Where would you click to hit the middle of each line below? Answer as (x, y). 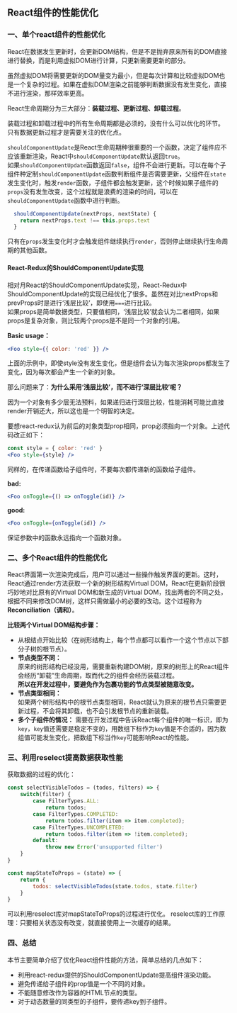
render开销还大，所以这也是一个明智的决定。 (73, 411)
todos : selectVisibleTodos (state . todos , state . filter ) (115, 886)
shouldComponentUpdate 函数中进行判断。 (65, 200)
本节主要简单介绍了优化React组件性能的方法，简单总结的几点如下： (105, 960)
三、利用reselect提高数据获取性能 (65, 758)
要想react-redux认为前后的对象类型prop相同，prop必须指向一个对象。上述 (116, 426)
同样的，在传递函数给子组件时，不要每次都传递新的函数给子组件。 (103, 469)
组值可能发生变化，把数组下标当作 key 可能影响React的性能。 (105, 738)
